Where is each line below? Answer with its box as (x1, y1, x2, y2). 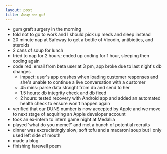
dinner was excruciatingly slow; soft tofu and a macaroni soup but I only (12, 127, 162, 133)
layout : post (5, 7, 33, 13)
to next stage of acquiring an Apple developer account (12, 111, 126, 117)
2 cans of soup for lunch (12, 47, 64, 53)
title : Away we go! (5, 12, 46, 17)
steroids (12, 42, 30, 48)
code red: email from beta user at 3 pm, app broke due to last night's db (12, 63, 162, 69)
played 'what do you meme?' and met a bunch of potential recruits (12, 121, 150, 128)
